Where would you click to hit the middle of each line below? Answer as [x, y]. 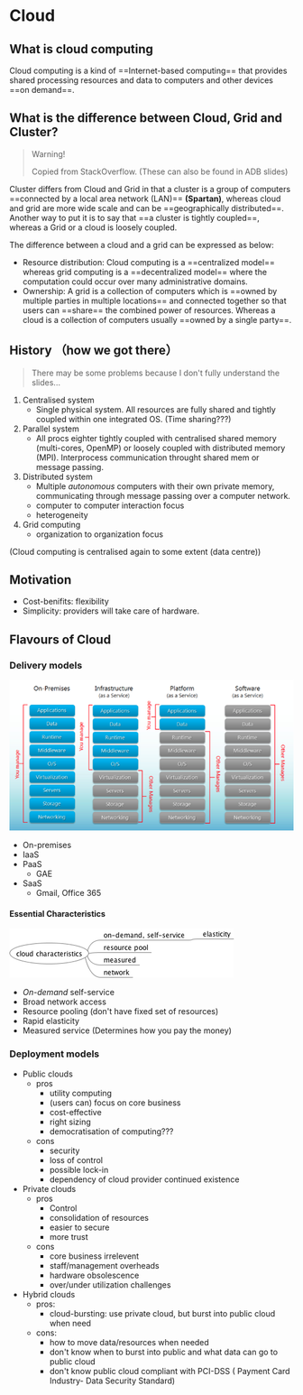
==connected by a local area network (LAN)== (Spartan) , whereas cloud [145, 199]
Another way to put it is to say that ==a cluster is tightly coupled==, [134, 217]
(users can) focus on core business [115, 1103]
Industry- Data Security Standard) [112, 1381]
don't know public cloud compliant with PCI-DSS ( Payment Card [170, 1371]
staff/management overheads [104, 1265]
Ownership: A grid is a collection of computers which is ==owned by [150, 291]
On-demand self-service [69, 993]
